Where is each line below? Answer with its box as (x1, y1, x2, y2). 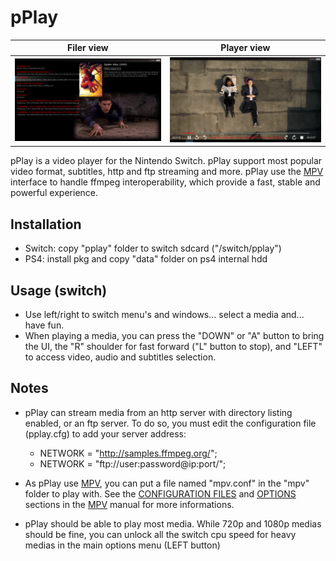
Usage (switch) (10, 282, 108, 299)
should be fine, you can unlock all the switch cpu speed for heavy (24, 528, 297, 540)
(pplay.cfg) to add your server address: (24, 427, 187, 440)
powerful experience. (10, 187, 99, 199)
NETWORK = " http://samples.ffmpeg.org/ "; (39, 447, 218, 459)
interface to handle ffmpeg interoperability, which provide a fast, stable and (10, 176, 321, 188)
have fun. (24, 319, 65, 331)
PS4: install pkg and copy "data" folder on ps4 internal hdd (24, 253, 268, 265)
